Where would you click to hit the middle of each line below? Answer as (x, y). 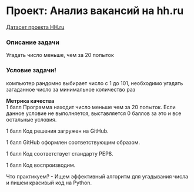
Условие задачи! (31, 70)
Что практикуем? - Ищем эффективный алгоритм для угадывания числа (97, 176)
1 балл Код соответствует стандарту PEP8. (60, 153)
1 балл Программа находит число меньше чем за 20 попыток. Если (91, 107)
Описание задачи (33, 42)
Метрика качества (30, 100)
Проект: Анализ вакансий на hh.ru (95, 11)
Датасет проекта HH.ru (35, 27)
